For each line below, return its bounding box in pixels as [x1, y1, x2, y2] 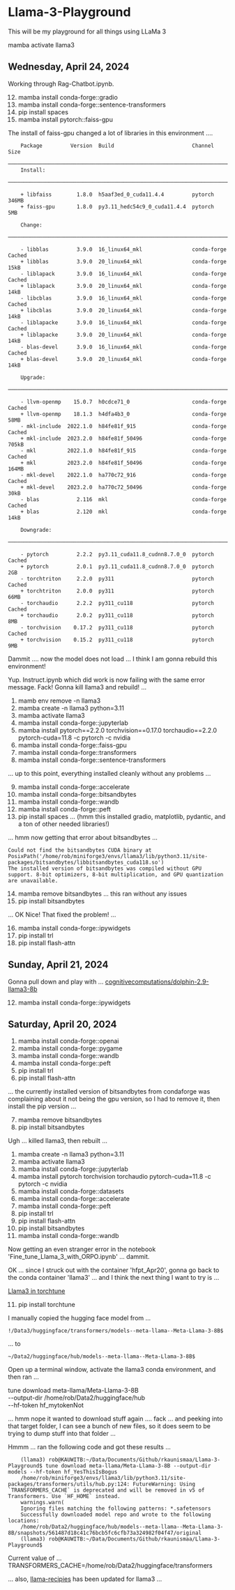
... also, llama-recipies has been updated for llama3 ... [8, 1575, 162, 1583]
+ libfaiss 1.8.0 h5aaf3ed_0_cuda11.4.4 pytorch [20, 191, 215, 198]
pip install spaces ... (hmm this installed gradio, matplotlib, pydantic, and [17, 812, 226, 820]
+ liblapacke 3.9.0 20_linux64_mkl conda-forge [20, 331, 227, 338]
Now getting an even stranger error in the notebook [8, 1245, 156, 1253]
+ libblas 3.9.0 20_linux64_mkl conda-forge [20, 258, 227, 265]
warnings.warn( [20, 1499, 65, 1506]
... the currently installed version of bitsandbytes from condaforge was [8, 1087, 211, 1096]
